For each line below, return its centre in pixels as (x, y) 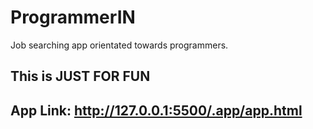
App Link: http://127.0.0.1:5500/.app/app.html (156, 110)
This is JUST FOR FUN (80, 76)
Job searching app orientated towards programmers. (119, 45)
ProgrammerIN (73, 17)
